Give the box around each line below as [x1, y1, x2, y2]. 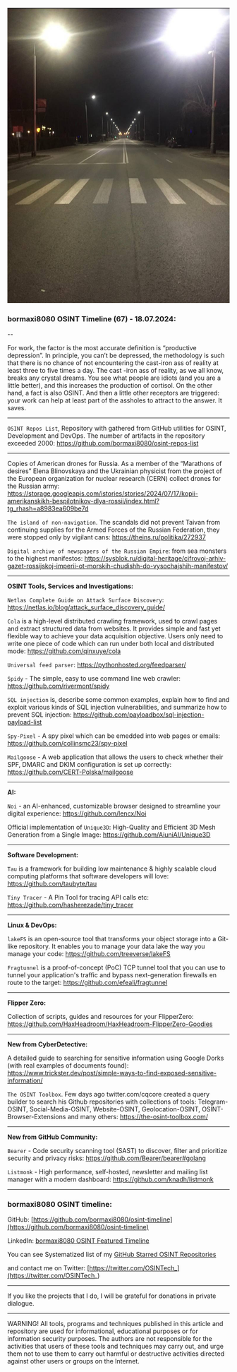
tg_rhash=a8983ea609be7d [7, 504, 89, 513]
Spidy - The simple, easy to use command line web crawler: [7, 674, 181, 682]
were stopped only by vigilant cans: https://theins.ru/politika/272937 [7, 532, 206, 541]
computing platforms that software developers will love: [7, 871, 169, 880]
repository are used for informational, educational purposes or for [7, 1327, 199, 1335]
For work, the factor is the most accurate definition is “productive [7, 343, 197, 352]
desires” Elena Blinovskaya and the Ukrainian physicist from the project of [7, 467, 222, 475]
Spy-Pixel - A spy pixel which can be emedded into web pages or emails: [7, 732, 221, 740]
